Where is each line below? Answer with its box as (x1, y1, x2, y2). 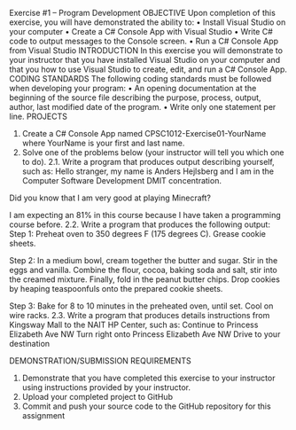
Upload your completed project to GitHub (21, 392, 173, 402)
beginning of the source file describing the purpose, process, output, (9, 92, 261, 103)
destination (9, 339, 51, 348)
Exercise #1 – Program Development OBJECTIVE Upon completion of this (9, 8, 277, 18)
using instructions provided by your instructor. (21, 382, 191, 393)
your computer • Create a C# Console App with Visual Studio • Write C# (9, 27, 273, 36)
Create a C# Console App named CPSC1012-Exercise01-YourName (21, 129, 267, 138)
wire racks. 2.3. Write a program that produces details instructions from (9, 310, 270, 320)
